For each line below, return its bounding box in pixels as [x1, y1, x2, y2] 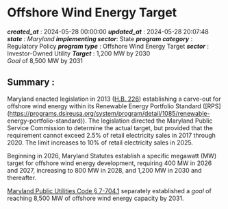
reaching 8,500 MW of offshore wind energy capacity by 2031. [7, 194, 184, 202]
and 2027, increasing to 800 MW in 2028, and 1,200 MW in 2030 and [7, 166, 202, 174]
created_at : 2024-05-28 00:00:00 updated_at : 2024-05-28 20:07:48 [7, 27, 209, 36]
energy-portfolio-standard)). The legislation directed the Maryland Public [7, 116, 213, 125]
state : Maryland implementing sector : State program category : [7, 34, 193, 42]
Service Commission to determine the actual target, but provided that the [7, 123, 214, 132]
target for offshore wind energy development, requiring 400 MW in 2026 [7, 159, 212, 167]
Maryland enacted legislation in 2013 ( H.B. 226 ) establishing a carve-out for [7, 95, 221, 103]
